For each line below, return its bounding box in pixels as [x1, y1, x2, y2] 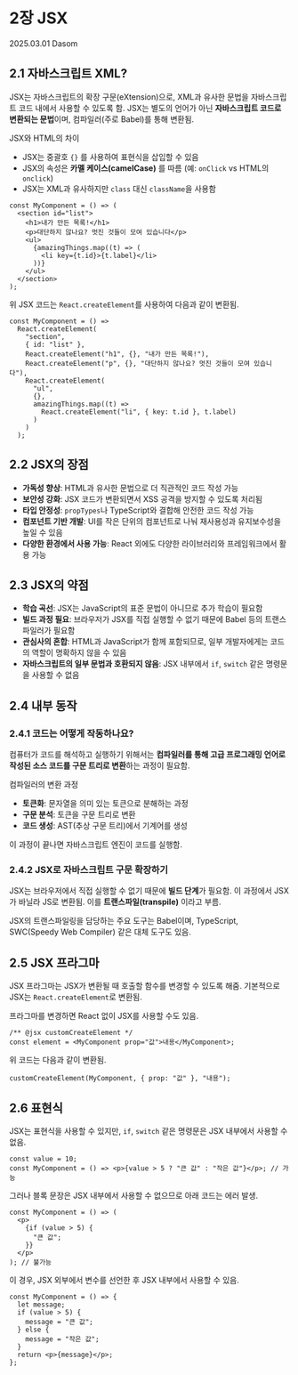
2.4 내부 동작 [9, 698, 77, 713]
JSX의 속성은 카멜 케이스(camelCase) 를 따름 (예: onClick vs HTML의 [21, 162, 270, 174]
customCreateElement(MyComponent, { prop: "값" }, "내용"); [9, 1074, 231, 1083]
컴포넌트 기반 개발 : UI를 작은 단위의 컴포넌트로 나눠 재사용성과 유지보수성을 [21, 515, 282, 526]
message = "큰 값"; [25, 1317, 93, 1326]
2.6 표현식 [9, 1100, 64, 1115]
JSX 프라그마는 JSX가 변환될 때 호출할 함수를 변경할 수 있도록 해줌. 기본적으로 [9, 981, 280, 991]
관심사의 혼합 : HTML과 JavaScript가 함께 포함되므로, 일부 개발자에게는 [21, 636, 269, 647]
